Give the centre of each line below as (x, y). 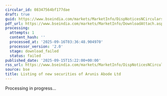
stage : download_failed (34, 51)
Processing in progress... (31, 88)
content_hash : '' (28, 38)
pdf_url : (14, 24)
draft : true (17, 14)
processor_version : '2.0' (37, 47)
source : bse (17, 70)
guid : (11, 19)
